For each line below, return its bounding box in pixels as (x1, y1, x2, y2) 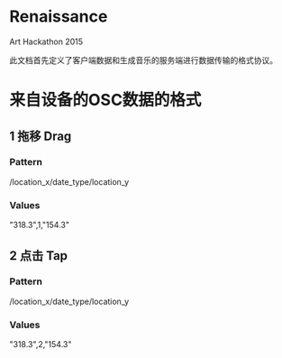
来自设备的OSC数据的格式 (9, 90, 202, 110)
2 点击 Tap (9, 248, 68, 263)
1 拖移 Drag (9, 128, 72, 143)
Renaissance (9, 6, 108, 27)
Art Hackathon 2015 (9, 36, 84, 47)
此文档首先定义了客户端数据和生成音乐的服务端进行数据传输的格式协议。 (9, 54, 277, 65)
